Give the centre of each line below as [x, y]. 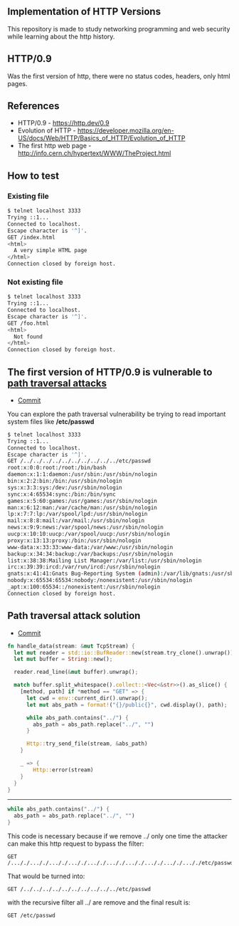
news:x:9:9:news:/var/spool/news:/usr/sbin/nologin [85, 527]
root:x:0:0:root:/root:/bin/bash [57, 468]
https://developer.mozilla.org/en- [126, 130]
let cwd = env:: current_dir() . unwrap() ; [87, 698]
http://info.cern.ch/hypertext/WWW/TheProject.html [94, 153]
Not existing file [35, 282]
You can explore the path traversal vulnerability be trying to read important [117, 414]
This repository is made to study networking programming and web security [119, 28]
